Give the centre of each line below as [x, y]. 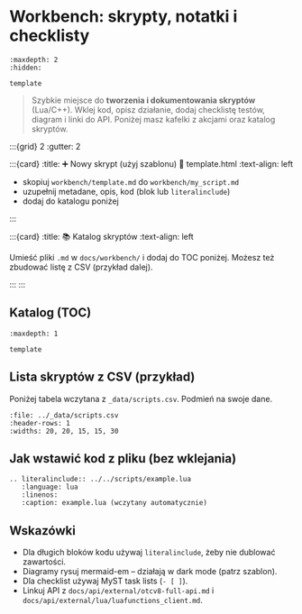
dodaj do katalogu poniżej [70, 201]
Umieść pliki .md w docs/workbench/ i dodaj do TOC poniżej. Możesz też [142, 257]
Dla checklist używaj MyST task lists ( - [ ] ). [105, 581]
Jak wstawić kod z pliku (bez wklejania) [123, 458]
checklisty [50, 36]
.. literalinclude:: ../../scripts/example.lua [101, 480]
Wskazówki [43, 531]
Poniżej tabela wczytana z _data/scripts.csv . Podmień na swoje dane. [141, 399]
